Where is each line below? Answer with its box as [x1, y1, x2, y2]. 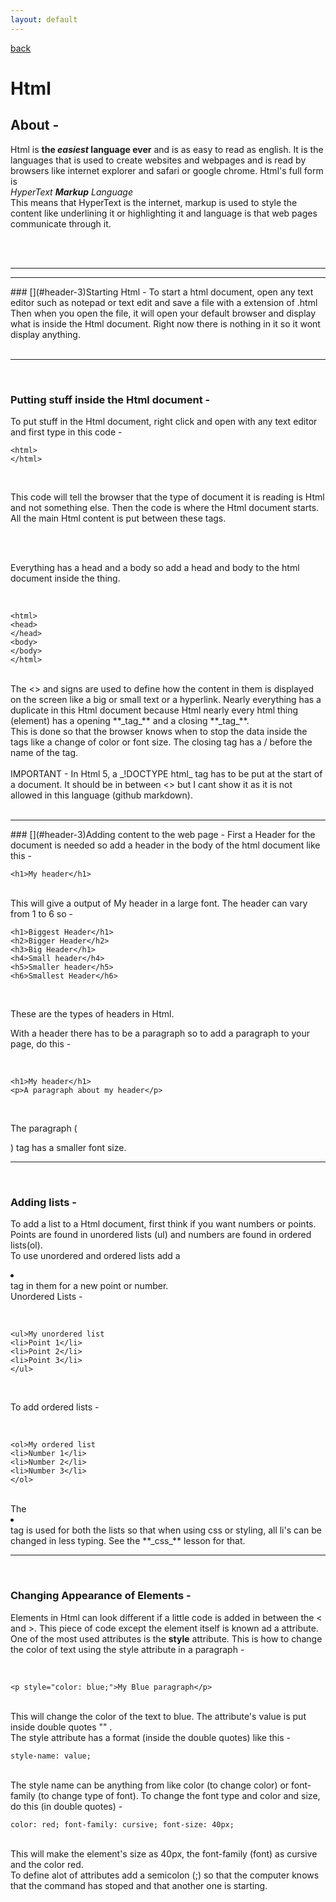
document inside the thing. [10, 572, 121, 584]
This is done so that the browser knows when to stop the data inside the [10, 725, 308, 737]
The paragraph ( [10, 1122, 78, 1134]
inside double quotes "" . [10, 1721, 113, 1733]
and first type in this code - [10, 426, 123, 438]
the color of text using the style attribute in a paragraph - [10, 1643, 245, 1655]
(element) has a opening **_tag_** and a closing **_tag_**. [10, 714, 250, 726]
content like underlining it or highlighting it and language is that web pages [10, 207, 318, 219]
